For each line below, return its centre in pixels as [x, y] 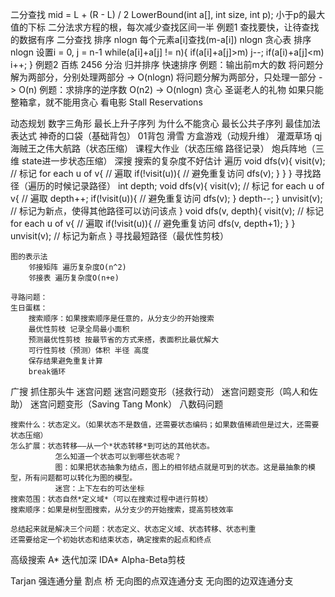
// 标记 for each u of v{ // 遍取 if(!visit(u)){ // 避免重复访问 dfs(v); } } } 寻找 [161, 173]
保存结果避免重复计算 [65, 361]
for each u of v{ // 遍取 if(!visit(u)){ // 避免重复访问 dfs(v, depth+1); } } [153, 223]
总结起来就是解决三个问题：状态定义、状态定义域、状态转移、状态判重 [133, 529]
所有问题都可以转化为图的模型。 [81, 478]
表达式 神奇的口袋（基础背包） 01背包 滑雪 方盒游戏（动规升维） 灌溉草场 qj [166, 136]
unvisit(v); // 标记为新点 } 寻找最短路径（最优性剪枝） [120, 236]
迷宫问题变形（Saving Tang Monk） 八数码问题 [126, 404]
